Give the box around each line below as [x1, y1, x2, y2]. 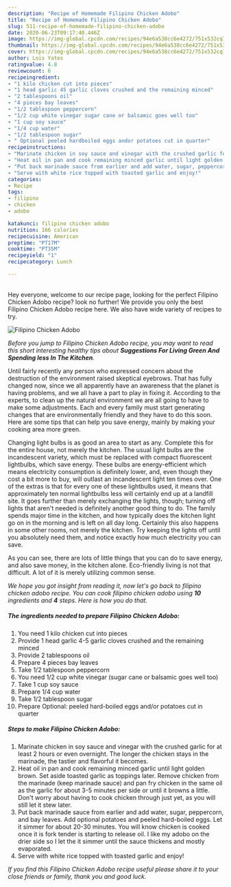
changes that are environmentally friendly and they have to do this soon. [8, 410, 212, 418]
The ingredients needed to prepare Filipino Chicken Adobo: [8, 612, 180, 620]
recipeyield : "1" [8, 252, 58, 259]
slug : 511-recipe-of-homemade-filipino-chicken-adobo [8, 23, 165, 29]
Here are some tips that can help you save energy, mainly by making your [8, 418, 215, 426]
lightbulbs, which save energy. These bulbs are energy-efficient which [8, 460, 207, 469]
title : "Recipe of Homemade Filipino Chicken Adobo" [8, 16, 162, 23]
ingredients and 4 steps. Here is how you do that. [8, 596, 148, 604]
